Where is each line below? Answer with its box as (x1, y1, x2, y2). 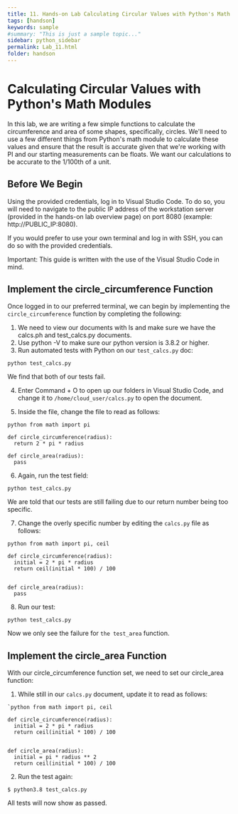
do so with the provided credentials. (7, 241, 113, 249)
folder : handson (7, 51, 55, 58)
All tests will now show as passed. (7, 799, 108, 808)
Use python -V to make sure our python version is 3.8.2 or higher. (17, 339, 210, 347)
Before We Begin (7, 178, 83, 190)
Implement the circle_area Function (7, 649, 167, 661)
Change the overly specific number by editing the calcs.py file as (17, 519, 210, 527)
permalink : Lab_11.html (7, 43, 78, 51)
